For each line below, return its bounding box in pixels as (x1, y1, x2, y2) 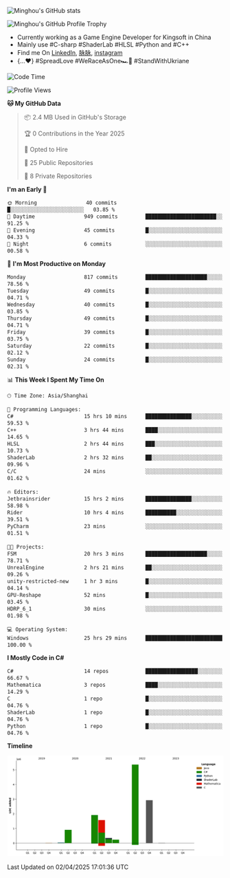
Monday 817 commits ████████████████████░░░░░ (7, 274, 223, 281)
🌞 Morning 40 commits (7, 199, 117, 206)
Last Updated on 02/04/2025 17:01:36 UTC (7, 863, 129, 871)
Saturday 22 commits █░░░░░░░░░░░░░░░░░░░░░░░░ (7, 342, 223, 349)
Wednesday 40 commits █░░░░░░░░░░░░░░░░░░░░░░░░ (7, 301, 223, 308)
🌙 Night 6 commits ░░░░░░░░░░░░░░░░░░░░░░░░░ (7, 241, 223, 248)
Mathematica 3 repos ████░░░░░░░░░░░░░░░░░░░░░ (7, 681, 223, 688)
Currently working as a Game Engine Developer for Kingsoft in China (16, 33, 211, 41)
